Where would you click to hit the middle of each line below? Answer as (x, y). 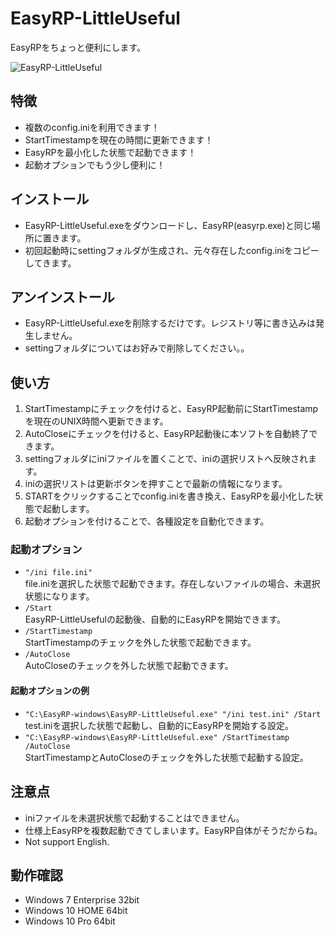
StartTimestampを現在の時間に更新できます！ (119, 139)
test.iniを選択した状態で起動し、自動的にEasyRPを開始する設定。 (159, 725)
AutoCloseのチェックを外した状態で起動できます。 (129, 666)
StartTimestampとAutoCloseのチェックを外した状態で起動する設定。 (166, 757)
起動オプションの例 (50, 691)
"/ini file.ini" (58, 573)
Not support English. (67, 841)
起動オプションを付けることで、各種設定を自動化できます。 (147, 521)
